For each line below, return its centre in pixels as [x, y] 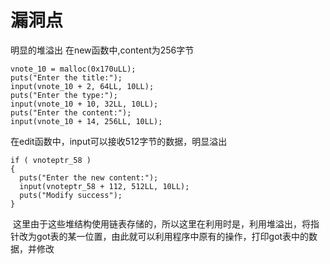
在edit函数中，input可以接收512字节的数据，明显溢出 [119, 141]
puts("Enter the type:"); [64, 95]
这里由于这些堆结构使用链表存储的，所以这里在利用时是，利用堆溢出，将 [161, 223]
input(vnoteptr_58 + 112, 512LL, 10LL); [104, 186]
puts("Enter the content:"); [71, 112]
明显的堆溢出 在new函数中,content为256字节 [102, 50]
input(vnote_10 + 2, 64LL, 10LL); [82, 86]
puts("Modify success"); [71, 195]
